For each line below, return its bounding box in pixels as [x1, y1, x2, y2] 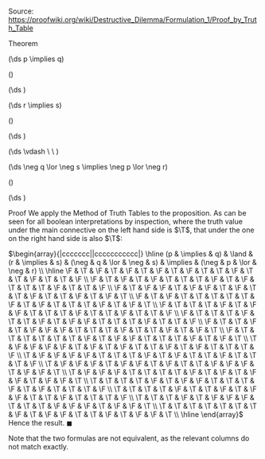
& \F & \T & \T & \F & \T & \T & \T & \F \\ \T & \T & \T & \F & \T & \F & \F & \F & [8, 393, 255, 403]
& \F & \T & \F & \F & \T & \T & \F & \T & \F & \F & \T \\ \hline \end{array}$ [8, 410, 244, 419]
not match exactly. [8, 442, 69, 452]
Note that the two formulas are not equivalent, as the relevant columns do [8, 434, 250, 443]
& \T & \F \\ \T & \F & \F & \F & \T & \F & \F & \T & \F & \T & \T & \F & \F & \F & [8, 359, 255, 368]
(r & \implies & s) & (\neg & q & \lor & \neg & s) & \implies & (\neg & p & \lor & [8, 258, 257, 267]
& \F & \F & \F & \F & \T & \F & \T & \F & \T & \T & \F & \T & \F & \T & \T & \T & [8, 342, 255, 352]
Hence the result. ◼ [8, 418, 73, 428]
